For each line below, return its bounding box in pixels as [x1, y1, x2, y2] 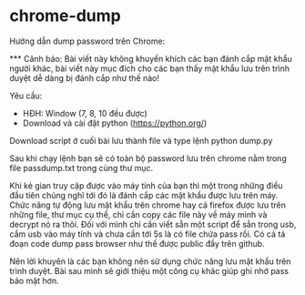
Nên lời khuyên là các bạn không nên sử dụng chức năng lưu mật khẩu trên [9, 256, 291, 267]
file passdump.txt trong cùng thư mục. [9, 162, 154, 173]
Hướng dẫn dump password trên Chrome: [9, 36, 166, 46]
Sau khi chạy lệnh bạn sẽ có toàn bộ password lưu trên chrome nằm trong [9, 152, 287, 164]
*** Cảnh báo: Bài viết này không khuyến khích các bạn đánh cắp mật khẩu [9, 53, 293, 64]
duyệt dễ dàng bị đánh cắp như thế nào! [9, 72, 160, 83]
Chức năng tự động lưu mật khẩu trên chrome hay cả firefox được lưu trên [9, 199, 287, 210]
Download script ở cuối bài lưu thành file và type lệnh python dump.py [9, 135, 273, 146]
